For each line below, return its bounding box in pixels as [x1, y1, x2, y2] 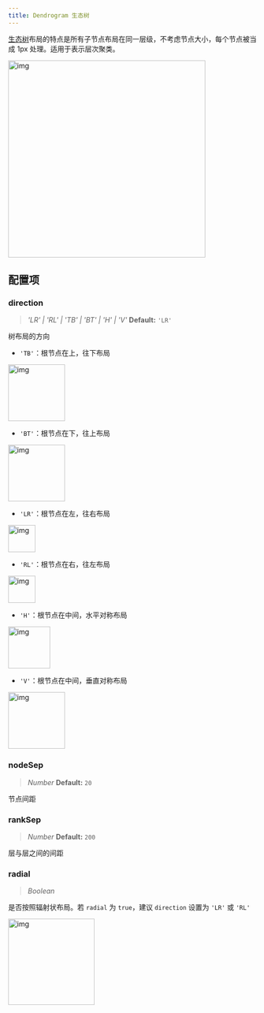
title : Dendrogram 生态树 [8, 11, 90, 20]
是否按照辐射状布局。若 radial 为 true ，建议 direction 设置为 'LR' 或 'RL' [8, 903, 251, 912]
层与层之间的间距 [8, 848, 64, 858]
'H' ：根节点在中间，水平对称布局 [19, 610, 128, 620]
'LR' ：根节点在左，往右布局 [19, 509, 110, 519]
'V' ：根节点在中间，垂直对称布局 [19, 676, 128, 686]
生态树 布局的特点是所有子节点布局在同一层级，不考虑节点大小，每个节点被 [8, 34, 250, 43]
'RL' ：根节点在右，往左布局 [19, 560, 110, 569]
